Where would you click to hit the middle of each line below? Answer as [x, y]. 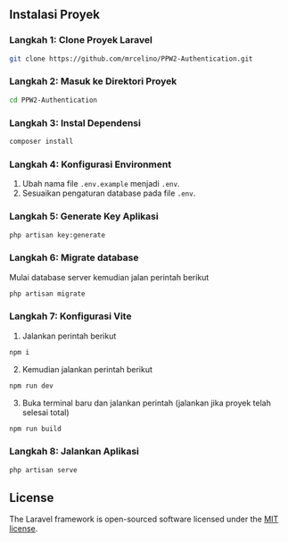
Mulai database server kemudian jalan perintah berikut [109, 277]
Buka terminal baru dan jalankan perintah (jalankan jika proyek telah [147, 403]
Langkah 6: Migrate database [74, 258]
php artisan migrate [48, 294]
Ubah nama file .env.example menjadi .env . [101, 184]
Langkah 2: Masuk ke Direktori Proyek [93, 81]
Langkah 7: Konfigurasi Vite [70, 316]
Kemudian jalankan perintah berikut [87, 369]
